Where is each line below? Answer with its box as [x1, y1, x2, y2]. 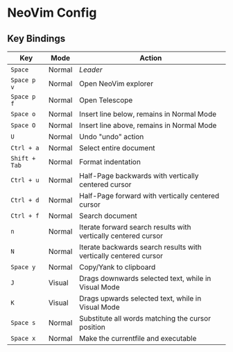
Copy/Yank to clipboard [79, 262, 156, 272]
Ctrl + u [10, 176, 40, 184]
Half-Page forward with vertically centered [79, 191, 220, 200]
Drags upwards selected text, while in [79, 294, 202, 303]
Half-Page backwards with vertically [79, 171, 199, 180]
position [79, 322, 105, 332]
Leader [79, 65, 103, 74]
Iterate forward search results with [79, 223, 192, 232]
